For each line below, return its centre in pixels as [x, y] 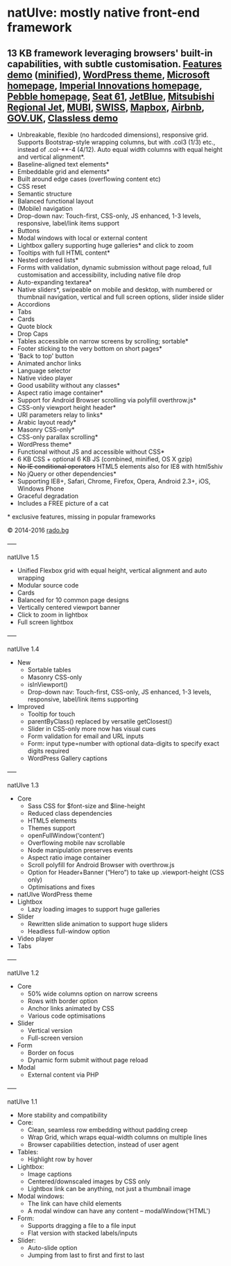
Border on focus [51, 1053]
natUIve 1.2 [23, 973]
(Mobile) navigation [45, 208]
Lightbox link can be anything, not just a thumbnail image [109, 1189]
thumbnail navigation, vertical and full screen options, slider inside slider [120, 297]
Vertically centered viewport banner [68, 607]
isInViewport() [48, 684]
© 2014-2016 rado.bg [38, 530]
